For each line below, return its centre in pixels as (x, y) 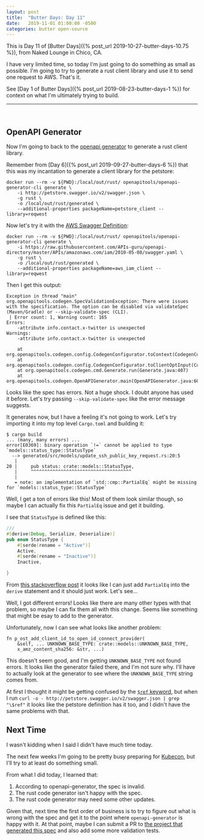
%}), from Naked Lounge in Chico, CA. (55, 53)
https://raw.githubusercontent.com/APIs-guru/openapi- (96, 247)
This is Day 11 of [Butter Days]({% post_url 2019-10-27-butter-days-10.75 (98, 46)
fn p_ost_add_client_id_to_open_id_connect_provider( (76, 639)
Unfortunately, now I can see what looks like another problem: (84, 628)
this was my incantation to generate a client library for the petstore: (90, 171)
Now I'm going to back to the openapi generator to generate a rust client (97, 147)
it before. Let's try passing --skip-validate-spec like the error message (96, 399)
